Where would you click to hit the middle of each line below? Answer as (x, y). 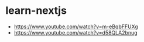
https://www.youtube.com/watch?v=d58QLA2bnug (76, 32)
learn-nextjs (36, 11)
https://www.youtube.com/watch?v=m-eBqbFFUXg (76, 26)
